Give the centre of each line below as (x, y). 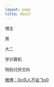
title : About (18, 14)
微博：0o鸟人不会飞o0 (27, 80)
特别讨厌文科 (17, 69)
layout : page (18, 9)
